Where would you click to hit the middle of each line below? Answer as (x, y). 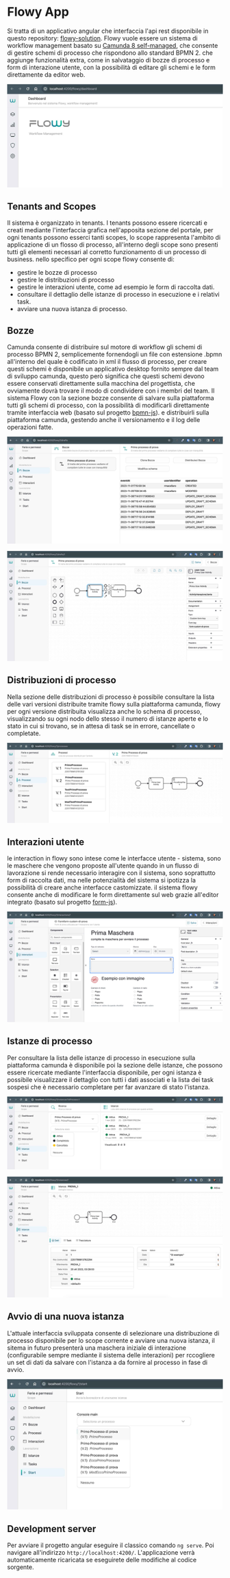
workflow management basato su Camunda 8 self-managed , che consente (113, 45)
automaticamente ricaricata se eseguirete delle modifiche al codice (102, 1559)
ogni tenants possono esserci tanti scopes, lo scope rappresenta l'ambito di (114, 238)
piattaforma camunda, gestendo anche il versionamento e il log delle (104, 420)
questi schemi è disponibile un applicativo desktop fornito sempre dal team (113, 369)
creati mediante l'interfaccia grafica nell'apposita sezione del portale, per (110, 230)
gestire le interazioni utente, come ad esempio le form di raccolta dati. (116, 287)
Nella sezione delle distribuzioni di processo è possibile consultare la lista (111, 697)
